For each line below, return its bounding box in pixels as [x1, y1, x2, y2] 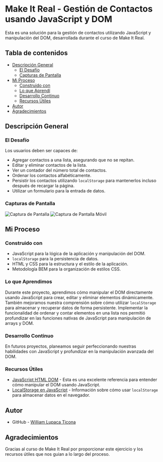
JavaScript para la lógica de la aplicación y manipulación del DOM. [12, 251, 146, 256]
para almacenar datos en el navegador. [12, 392, 91, 398]
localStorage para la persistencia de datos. [12, 256, 99, 262]
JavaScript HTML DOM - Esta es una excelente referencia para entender [12, 377, 158, 382]
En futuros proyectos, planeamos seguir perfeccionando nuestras [5, 343, 137, 350]
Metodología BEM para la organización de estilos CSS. [12, 266, 121, 272]
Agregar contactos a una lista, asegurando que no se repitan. [12, 157, 135, 163]
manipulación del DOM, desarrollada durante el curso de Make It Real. [5, 35, 145, 41]
